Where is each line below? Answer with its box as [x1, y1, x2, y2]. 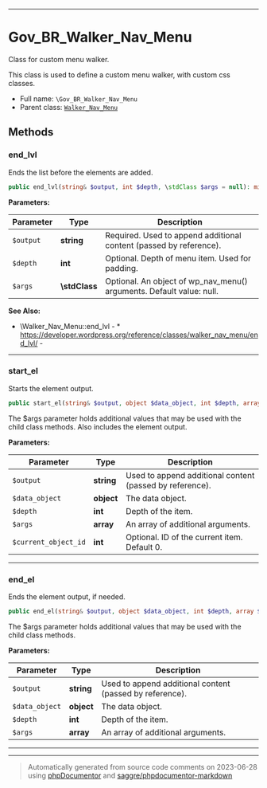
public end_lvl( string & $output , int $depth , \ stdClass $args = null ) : [8, 182, 251, 191]
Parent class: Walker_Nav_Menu [19, 102, 118, 112]
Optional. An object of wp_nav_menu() [105, 276, 248, 287]
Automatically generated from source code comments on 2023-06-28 [27, 762, 258, 771]
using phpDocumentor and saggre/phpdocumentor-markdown [27, 770, 233, 780]
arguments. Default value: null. [105, 285, 219, 296]
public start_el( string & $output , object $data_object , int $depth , [8, 399, 240, 407]
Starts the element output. [8, 383, 94, 393]
